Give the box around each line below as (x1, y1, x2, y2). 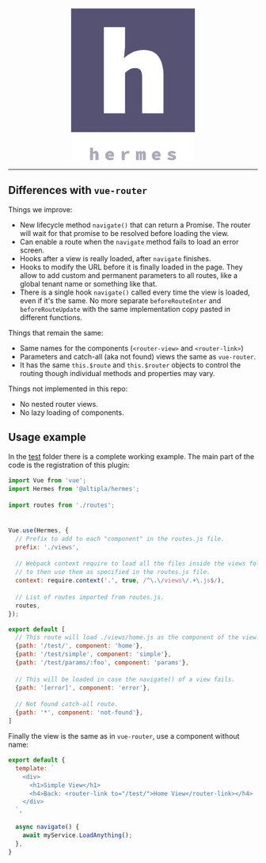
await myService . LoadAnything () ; (22, 831, 133, 839)
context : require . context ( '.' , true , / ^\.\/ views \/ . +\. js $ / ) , (15, 576, 225, 585)
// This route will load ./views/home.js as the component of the (15, 633, 239, 641)
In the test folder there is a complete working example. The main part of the (8, 451, 255, 461)
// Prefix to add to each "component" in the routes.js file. (15, 534, 225, 542)
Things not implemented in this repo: (8, 384, 128, 393)
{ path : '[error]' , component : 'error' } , (15, 683, 150, 692)
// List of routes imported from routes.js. (15, 593, 165, 601)
